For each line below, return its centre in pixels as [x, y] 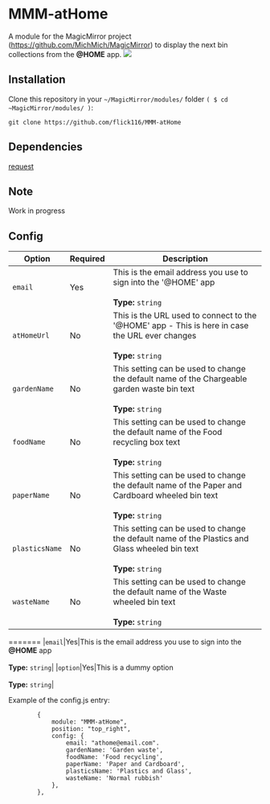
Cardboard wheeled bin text [166, 495]
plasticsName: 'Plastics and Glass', [129, 771]
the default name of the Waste [170, 592]
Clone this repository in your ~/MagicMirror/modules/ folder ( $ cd [119, 99]
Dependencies [45, 147]
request [21, 166]
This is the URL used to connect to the [185, 316]
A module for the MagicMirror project [70, 36]
